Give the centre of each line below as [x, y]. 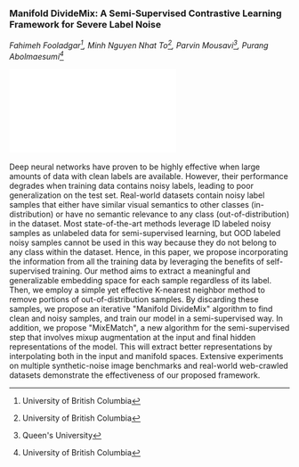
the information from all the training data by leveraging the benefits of [137, 261]
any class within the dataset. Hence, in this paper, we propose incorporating [149, 251]
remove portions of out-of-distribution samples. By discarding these [134, 299]
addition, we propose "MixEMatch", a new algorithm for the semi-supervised [149, 327]
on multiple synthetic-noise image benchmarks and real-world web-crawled [149, 365]
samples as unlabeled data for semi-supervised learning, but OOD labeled [145, 233]
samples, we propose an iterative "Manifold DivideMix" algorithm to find [141, 308]
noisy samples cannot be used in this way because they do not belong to [143, 242]
